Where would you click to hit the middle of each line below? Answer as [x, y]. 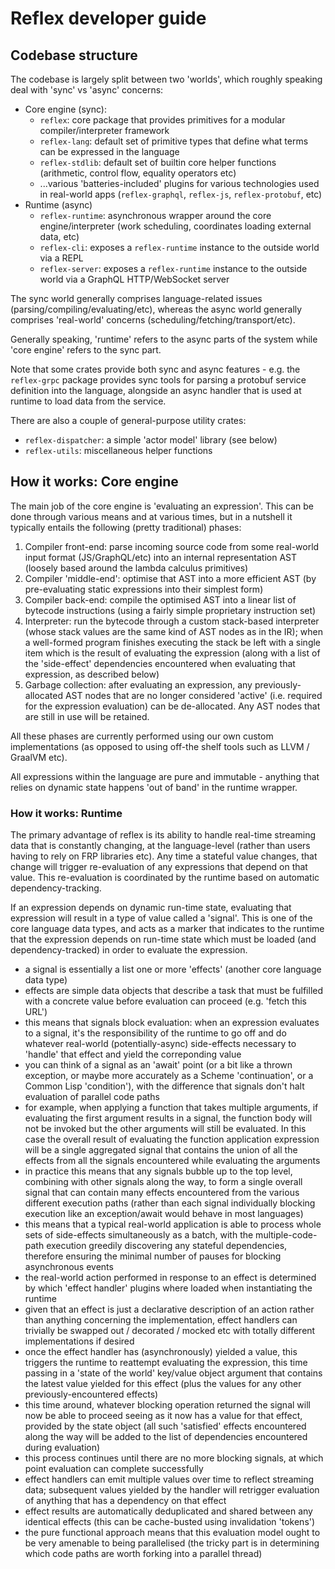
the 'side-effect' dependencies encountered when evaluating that [160, 663]
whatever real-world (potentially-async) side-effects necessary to [160, 1044]
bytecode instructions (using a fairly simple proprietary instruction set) [170, 610]
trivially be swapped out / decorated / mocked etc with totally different [170, 1331]
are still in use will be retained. [87, 716]
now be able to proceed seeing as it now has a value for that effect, [163, 1416]
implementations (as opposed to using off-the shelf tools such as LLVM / [160, 746]
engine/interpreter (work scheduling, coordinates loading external [175, 226]
